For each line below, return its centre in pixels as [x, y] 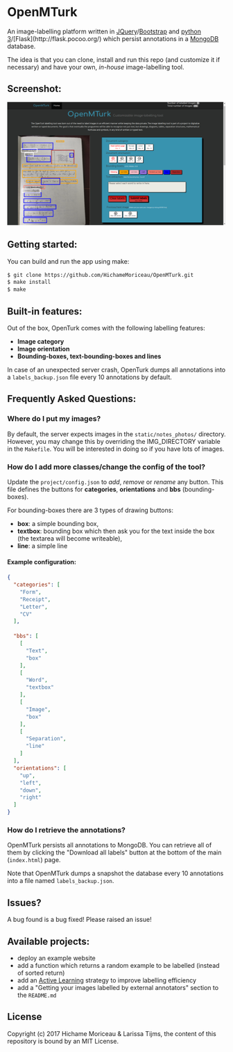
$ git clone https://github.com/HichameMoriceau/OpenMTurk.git [101, 275]
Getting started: [42, 245]
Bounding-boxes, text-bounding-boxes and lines [89, 356]
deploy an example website [56, 958]
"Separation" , [46, 739]
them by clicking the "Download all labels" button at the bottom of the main [114, 852]
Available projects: [49, 941]
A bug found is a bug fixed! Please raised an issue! [79, 920]
